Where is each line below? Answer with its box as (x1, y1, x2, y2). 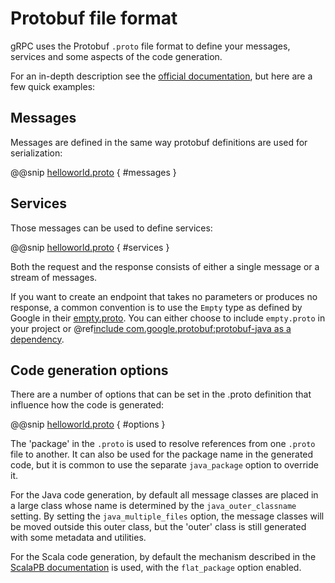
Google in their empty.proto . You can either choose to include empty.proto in (10, 312, 326, 324)
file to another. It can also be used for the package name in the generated (10, 448, 314, 461)
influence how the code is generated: (10, 399, 165, 411)
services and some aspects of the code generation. (10, 50, 223, 62)
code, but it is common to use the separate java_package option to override (10, 459, 319, 471)
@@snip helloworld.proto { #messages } (10, 166, 177, 178)
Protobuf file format (10, 7, 178, 30)
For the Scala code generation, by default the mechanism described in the (10, 551, 317, 563)
